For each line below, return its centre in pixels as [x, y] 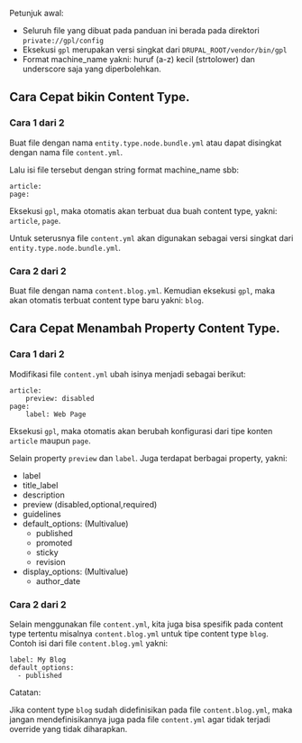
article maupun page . [50, 441]
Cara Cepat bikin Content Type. [100, 97]
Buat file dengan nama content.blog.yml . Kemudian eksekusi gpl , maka [142, 290]
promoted [54, 543]
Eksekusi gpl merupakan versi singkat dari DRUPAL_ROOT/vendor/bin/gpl [155, 50]
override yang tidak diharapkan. [69, 729]
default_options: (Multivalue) [75, 524]
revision [50, 562]
